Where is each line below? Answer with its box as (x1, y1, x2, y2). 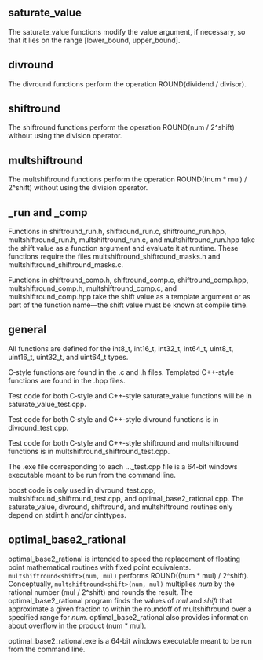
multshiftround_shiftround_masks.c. (8, 260, 124, 269)
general (8, 323, 47, 336)
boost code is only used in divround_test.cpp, (8, 485, 155, 494)
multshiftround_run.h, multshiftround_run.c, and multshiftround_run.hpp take (8, 235, 255, 244)
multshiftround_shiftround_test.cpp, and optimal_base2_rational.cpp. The (8, 493, 244, 503)
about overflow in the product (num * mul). (8, 621, 147, 630)
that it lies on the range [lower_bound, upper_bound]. (8, 35, 181, 45)
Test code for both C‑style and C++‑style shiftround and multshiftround (8, 438, 239, 447)
